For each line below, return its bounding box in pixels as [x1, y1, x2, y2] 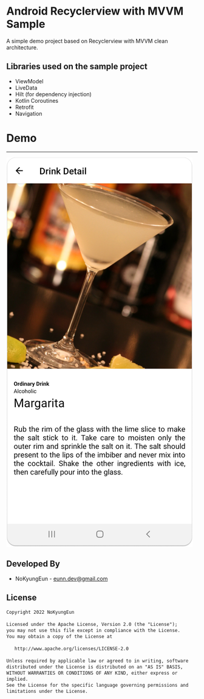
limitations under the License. [6, 689, 88, 695]
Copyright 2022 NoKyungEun [6, 610, 75, 616]
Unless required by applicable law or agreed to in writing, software [6, 658, 189, 664]
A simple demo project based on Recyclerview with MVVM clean [6, 37, 168, 44]
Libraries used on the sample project [6, 61, 148, 72]
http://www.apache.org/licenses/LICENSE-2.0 [14, 646, 129, 652]
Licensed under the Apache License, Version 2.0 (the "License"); [6, 622, 178, 628]
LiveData [15, 84, 38, 91]
